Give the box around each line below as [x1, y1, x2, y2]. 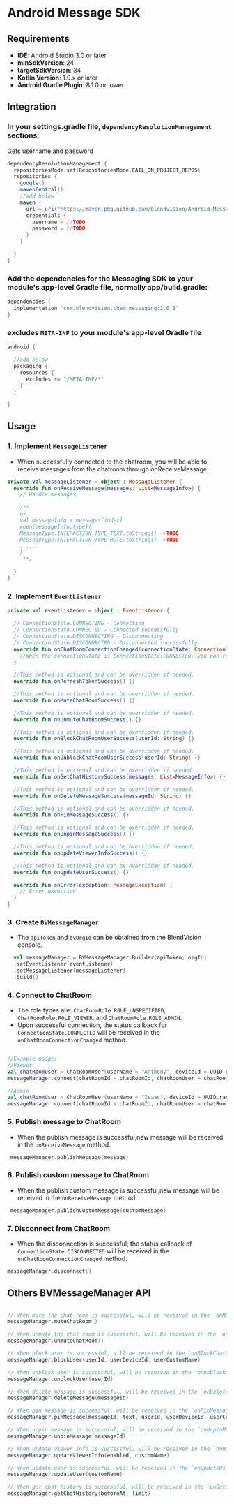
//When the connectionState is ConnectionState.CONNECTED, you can [19, 652, 219, 659]
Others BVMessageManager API [7, 1287, 151, 1299]
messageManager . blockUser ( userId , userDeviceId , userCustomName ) [7, 1356, 201, 1363]
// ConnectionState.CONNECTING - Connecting [13, 620, 145, 627]
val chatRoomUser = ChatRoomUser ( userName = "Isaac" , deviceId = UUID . [7, 1094, 219, 1101]
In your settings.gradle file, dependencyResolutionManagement [7, 122, 212, 132]
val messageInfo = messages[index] [19, 517, 123, 524]
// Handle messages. [19, 491, 79, 499]
